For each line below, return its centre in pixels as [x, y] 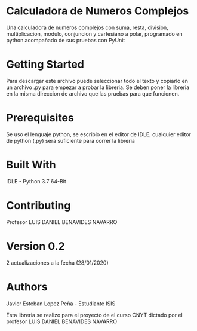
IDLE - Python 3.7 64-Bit [36, 181]
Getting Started [45, 65]
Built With [31, 165]
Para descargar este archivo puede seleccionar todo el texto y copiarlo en [97, 81]
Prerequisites [40, 118]
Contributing [39, 205]
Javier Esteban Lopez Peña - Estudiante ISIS [61, 304]
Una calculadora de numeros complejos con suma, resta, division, [87, 27]
